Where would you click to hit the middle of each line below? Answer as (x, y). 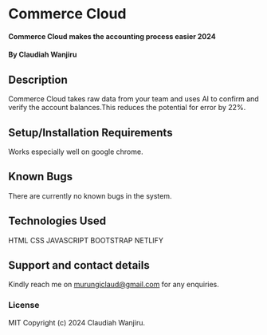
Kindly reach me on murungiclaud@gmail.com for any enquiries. (114, 285)
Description (38, 79)
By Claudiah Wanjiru (43, 55)
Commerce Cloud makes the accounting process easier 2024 (112, 36)
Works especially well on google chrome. (76, 152)
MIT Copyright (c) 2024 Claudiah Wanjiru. (77, 322)
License (24, 305)
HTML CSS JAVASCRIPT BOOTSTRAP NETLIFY (86, 240)
